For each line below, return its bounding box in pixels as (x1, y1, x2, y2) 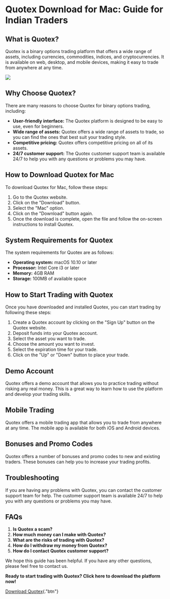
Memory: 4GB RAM (12, 270, 54, 276)
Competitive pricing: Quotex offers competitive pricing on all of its (12, 139, 153, 146)
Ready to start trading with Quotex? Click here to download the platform (5, 573, 161, 579)
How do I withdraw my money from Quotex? (12, 542, 108, 548)
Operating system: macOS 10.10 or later (12, 259, 97, 266)
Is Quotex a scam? (12, 526, 52, 532)
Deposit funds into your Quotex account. (12, 330, 98, 337)
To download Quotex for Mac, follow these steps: (5, 184, 108, 190)
